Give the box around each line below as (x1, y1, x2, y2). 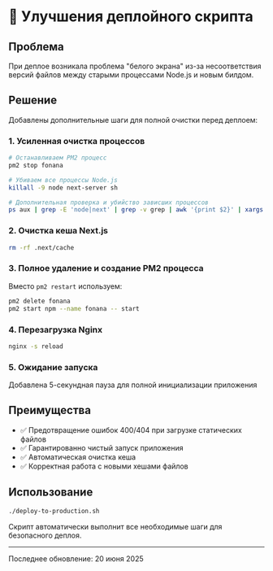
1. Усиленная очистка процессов (8, 135, 145, 146)
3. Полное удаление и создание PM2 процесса (8, 263, 204, 274)
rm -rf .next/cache (8, 243, 75, 251)
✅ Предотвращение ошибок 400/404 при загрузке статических (19, 425, 242, 434)
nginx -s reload (8, 342, 63, 351)
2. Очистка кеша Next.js (8, 225, 108, 237)
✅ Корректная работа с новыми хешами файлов (19, 461, 188, 471)
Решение (8, 94, 58, 107)
